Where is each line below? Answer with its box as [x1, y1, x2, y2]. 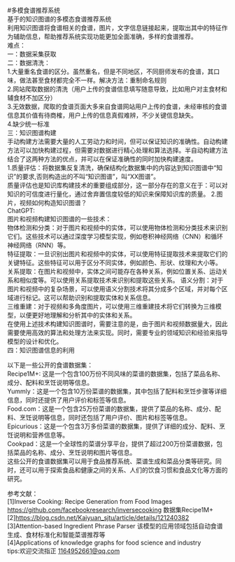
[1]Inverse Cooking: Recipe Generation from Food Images [7, 498, 173, 505]
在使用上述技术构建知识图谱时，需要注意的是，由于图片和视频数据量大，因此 [7, 320, 228, 328]
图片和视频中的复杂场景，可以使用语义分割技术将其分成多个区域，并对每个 [7, 285, 222, 293]
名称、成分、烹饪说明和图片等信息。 [31, 449, 136, 456]
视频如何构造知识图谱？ [19, 199, 87, 206]
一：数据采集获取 [7, 50, 57, 58]
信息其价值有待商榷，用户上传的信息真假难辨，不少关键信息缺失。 [7, 111, 197, 119]
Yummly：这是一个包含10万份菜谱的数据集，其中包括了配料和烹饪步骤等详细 [7, 387, 227, 395]
